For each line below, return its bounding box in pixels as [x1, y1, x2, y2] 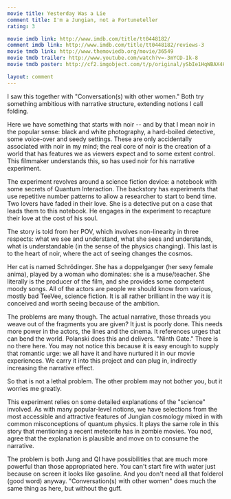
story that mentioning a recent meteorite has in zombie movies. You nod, [7, 427, 213, 435]
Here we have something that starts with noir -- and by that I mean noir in [7, 120, 215, 128]
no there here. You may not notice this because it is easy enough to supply [7, 341, 219, 350]
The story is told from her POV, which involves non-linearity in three [7, 227, 199, 235]
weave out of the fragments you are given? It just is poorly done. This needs [7, 319, 223, 328]
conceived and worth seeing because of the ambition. [7, 299, 160, 307]
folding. [7, 107, 29, 115]
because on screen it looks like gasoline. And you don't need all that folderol [7, 469, 223, 478]
